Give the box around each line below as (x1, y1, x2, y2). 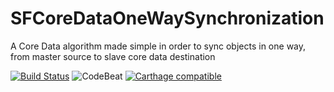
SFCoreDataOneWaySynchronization (10, 7, 325, 30)
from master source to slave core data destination (10, 50, 216, 62)
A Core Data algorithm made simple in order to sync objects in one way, (10, 40, 307, 52)
